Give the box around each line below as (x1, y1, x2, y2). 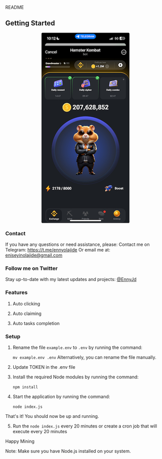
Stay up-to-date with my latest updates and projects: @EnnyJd (5, 276, 137, 283)
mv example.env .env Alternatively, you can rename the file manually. (12, 355, 156, 360)
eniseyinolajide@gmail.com (5, 252, 62, 258)
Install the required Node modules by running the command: (12, 374, 139, 380)
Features (5, 289, 28, 296)
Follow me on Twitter (5, 265, 58, 272)
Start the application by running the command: (12, 394, 110, 400)
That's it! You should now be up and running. (5, 413, 99, 419)
